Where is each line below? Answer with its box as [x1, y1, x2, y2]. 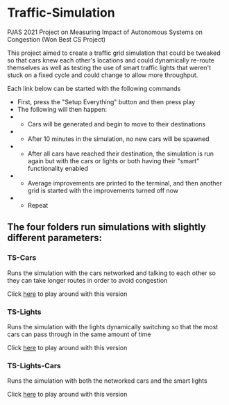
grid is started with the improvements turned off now [27, 186, 179, 195]
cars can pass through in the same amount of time [7, 330, 151, 338]
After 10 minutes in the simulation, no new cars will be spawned [27, 134, 210, 143]
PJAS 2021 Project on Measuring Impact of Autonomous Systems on [7, 28, 203, 36]
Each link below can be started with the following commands [7, 84, 181, 92]
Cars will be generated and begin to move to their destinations [27, 119, 206, 128]
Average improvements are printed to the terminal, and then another [27, 179, 222, 187]
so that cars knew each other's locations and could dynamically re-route [7, 56, 215, 64]
